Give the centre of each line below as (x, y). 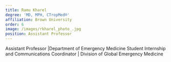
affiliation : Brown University (39, 19)
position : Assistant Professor (39, 34)
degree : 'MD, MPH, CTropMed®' (38, 15)
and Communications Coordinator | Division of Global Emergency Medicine (84, 54)
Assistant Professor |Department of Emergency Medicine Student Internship (85, 48)
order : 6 (15, 24)
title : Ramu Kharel (26, 10)
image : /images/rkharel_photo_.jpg (43, 29)
